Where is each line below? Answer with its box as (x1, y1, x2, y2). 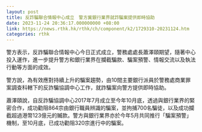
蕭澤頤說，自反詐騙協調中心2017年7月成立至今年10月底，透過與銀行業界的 (6, 97, 190, 104)
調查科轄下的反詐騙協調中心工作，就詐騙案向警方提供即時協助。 (11, 84, 170, 91)
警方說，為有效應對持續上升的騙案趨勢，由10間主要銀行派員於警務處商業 (6, 77, 186, 84)
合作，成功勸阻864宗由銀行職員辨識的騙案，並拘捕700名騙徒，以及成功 (11, 104, 189, 112)
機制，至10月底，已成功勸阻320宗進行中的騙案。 (6, 119, 127, 127)
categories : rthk (6, 31, 50, 37)
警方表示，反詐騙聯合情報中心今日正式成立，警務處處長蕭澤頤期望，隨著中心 (6, 49, 196, 56)
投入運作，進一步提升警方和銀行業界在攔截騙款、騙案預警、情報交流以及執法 (6, 56, 196, 63)
